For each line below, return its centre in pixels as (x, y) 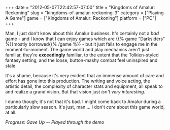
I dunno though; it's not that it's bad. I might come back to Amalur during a (83, 102)
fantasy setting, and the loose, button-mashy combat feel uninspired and (81, 60)
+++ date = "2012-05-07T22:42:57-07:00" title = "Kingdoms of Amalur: (80, 7)
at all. (11, 112)
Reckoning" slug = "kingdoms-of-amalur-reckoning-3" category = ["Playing (84, 13)
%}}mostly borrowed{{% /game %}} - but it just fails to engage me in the (81, 44)
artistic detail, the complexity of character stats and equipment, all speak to (84, 86)
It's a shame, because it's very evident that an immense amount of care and (84, 75)
